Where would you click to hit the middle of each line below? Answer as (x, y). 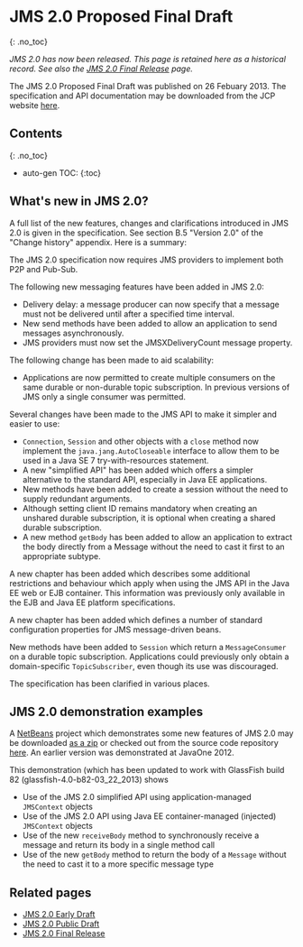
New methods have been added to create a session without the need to (155, 489)
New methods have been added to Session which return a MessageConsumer (148, 647)
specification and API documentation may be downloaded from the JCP (142, 96)
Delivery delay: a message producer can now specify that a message (151, 304)
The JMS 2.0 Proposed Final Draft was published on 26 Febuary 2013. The (148, 86)
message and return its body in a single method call (119, 845)
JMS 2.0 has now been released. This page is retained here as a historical (148, 59)
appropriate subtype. (61, 556)
